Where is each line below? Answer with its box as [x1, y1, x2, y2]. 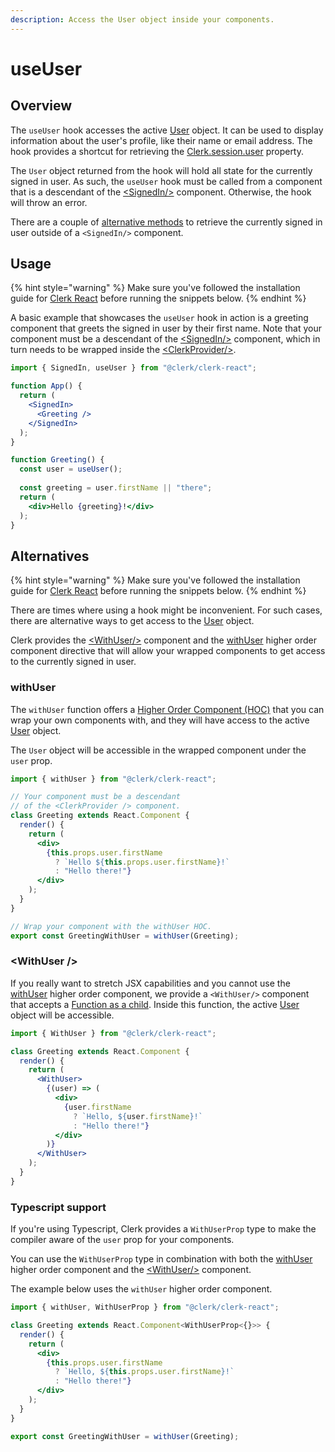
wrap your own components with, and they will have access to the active [10, 714, 310, 726]
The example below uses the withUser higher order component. [10, 1283, 273, 1295]
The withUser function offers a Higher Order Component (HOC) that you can [10, 703, 325, 715]
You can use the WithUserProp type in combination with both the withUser [10, 1253, 313, 1265]
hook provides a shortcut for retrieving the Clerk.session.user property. [10, 145, 305, 157]
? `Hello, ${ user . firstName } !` [73, 1111, 203, 1121]
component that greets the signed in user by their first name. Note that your [10, 322, 322, 335]
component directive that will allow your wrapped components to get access [10, 645, 326, 657]
